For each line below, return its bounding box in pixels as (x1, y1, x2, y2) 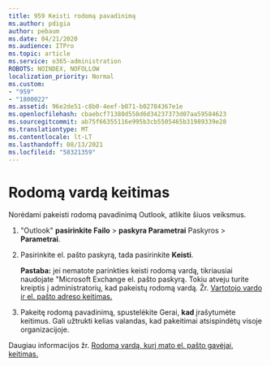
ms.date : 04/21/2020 (8, 34, 79, 43)
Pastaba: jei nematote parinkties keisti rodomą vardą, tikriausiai (19, 266, 233, 276)
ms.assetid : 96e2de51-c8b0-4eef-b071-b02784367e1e (8, 102, 183, 111)
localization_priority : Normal (8, 72, 114, 81)
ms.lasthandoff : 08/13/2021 (8, 140, 104, 149)
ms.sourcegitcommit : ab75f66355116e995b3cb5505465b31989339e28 (8, 118, 227, 126)
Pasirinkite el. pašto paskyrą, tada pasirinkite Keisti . (19, 250, 194, 260)
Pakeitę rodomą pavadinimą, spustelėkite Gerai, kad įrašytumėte (19, 307, 236, 317)
